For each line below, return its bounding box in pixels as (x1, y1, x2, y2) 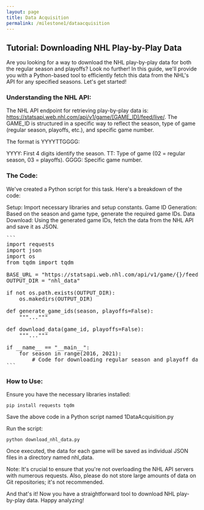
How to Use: (6, 377, 43, 386)
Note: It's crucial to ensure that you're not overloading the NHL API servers (6, 466, 194, 473)
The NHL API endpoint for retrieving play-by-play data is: (6, 107, 149, 114)
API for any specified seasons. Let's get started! (6, 78, 127, 86)
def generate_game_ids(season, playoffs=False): (6, 307, 154, 314)
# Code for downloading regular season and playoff (32, 356, 189, 363)
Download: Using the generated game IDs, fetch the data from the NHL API (6, 216, 194, 223)
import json (6, 246, 42, 254)
